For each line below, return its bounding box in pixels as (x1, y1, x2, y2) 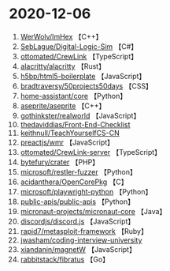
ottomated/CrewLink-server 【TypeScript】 (20, 147, 162, 156)
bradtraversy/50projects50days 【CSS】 (20, 81, 153, 91)
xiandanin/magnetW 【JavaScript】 (20, 244, 136, 254)
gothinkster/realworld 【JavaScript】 (20, 111, 141, 120)
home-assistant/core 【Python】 (20, 91, 128, 100)
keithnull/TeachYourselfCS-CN (20, 128, 120, 137)
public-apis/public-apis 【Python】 (20, 197, 135, 206)
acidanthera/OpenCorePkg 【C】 (20, 177, 128, 186)
